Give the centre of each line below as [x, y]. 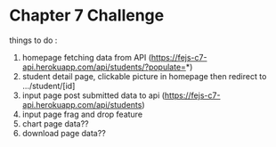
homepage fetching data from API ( [87, 57]
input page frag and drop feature [82, 114]
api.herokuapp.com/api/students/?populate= [104, 67]
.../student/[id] [49, 86]
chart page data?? [55, 123]
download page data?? [64, 133]
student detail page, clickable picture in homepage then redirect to [144, 76]
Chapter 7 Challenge [87, 16]
